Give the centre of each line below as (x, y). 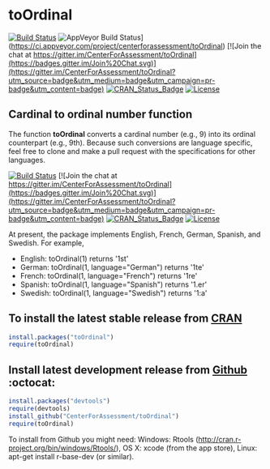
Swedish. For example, (47, 243)
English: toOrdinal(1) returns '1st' (74, 258)
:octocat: (32, 382)
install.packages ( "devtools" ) (60, 401)
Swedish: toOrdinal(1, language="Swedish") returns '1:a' (114, 292)
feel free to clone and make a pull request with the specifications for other (132, 151)
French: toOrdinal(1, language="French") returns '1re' (109, 275)
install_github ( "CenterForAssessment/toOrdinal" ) (94, 416)
